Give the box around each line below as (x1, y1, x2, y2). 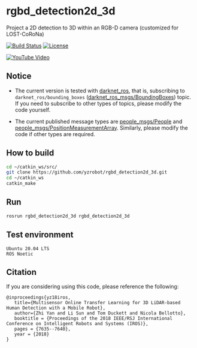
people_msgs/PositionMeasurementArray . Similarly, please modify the (14, 124, 189, 131)
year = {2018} (14, 331, 50, 337)
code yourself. (14, 106, 51, 113)
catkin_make (6, 181, 36, 187)
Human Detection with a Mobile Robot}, (6, 305, 106, 311)
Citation (6, 267, 37, 277)
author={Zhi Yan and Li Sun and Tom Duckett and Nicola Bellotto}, (14, 310, 186, 316)
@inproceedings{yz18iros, (6, 295, 71, 301)
